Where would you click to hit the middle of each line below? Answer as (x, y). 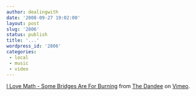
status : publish (27, 35)
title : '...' (23, 40)
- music (19, 63)
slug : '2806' (23, 29)
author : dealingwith (33, 12)
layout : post (23, 23)
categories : (21, 52)
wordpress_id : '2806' (34, 46)
